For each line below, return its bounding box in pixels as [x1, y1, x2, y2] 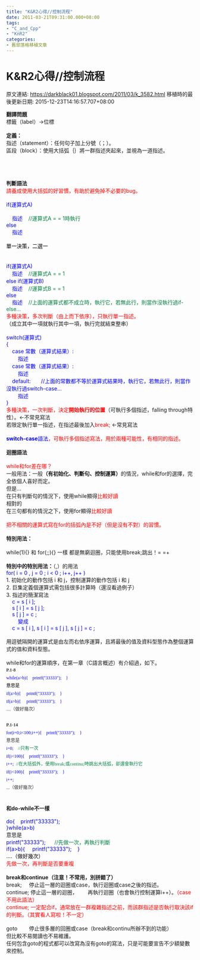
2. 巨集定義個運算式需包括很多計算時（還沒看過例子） [6, 583, 138, 591]
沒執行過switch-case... [6, 384, 62, 392]
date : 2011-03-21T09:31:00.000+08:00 [6, 14, 100, 20]
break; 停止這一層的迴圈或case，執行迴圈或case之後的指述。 [6, 881, 162, 888]
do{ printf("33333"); [6, 817, 61, 824]
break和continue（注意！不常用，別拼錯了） [6, 873, 117, 881]
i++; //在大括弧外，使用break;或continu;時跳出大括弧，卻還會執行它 [6, 761, 143, 767]
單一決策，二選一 [6, 242, 48, 250]
